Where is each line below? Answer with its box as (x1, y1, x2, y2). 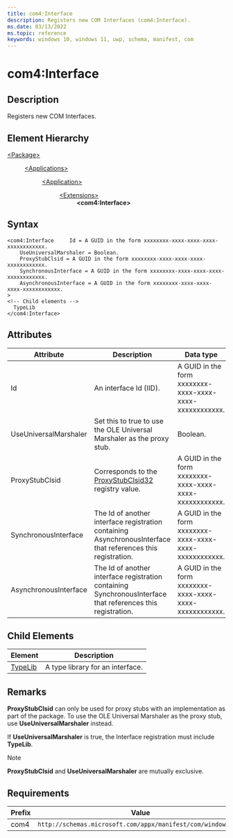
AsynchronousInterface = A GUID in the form (19, 280, 150, 287)
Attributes (7, 329, 52, 341)
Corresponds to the (94, 467, 157, 476)
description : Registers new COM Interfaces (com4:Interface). (7, 17, 191, 24)
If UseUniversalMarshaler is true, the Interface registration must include (7, 733, 215, 741)
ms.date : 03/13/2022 (7, 23, 67, 30)
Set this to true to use (94, 416, 164, 426)
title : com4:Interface (7, 10, 73, 17)
